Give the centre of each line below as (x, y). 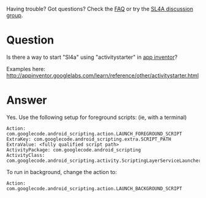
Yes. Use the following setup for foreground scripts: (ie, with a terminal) (97, 117)
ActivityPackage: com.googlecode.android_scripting (74, 150)
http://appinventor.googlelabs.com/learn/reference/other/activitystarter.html (103, 75)
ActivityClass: (26, 155)
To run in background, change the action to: (62, 172)
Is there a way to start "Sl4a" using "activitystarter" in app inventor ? (92, 57)
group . (15, 15)
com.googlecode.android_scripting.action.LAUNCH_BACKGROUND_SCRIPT (94, 188)
